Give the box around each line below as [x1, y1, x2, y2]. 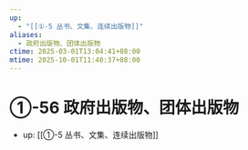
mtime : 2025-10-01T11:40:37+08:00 [9, 55, 141, 65]
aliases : [9, 30, 43, 39]
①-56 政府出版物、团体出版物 [9, 97, 240, 118]
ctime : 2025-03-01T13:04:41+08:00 [9, 47, 141, 56]
